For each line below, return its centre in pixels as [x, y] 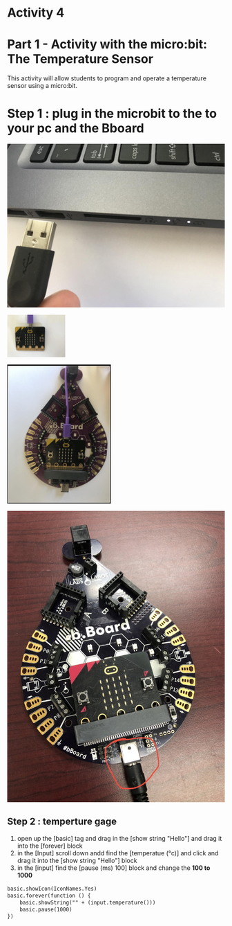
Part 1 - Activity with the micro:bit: [107, 45]
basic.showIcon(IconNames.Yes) [52, 889]
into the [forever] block [50, 846]
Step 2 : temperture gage [62, 822]
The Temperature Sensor [80, 59]
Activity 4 [36, 13]
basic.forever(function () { [49, 896]
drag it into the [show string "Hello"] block [77, 860]
